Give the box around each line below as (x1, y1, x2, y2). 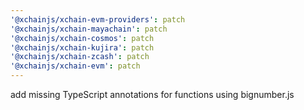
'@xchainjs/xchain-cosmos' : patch (10, 33, 155, 43)
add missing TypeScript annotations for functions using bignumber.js (10, 89, 295, 100)
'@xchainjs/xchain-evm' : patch (10, 61, 141, 71)
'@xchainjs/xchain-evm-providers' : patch (10, 14, 186, 25)
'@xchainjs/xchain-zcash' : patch (10, 52, 150, 62)
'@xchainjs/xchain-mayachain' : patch (10, 24, 168, 34)
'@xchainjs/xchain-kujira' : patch (10, 42, 155, 53)
